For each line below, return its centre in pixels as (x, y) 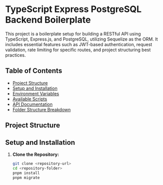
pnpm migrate (26, 177)
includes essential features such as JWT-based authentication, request (79, 44)
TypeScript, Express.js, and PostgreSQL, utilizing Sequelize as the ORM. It (81, 39)
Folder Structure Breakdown (42, 109)
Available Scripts (30, 99)
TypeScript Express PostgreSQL (73, 9)
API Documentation (32, 104)
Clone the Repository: (36, 154)
